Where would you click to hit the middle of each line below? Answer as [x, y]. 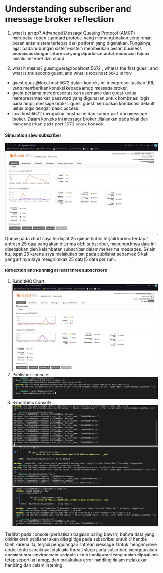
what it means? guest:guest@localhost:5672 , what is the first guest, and [85, 68]
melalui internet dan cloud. [39, 58]
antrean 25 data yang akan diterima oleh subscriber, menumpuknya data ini [81, 244]
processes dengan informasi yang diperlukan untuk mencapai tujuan [81, 53]
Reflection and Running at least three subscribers [56, 270]
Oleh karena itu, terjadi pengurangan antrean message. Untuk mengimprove [81, 544]
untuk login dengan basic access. [46, 108]
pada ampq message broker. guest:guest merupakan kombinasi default [83, 103]
